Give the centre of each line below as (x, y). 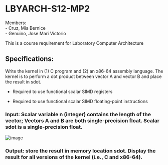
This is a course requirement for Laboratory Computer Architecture (74, 43)
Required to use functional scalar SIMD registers (62, 92)
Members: (16, 23)
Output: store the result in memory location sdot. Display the (80, 150)
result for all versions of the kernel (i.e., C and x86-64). (74, 157)
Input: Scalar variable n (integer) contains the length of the (78, 114)
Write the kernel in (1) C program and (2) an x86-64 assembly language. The (84, 71)
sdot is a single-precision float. (44, 127)
